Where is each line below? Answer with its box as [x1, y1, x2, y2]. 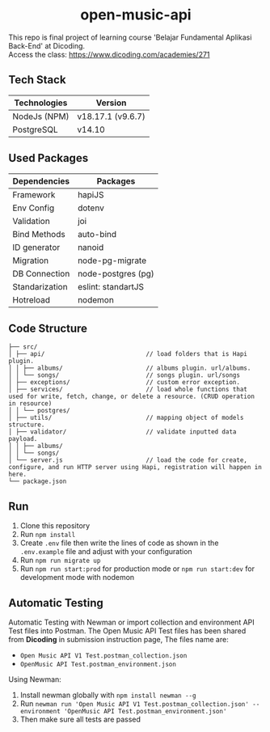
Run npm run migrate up [19, 556, 101, 565]
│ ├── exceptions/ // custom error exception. [8, 379, 241, 387]
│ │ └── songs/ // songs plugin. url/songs [8, 371, 241, 379]
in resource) [8, 400, 53, 408]
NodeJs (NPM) [12, 111, 70, 122]
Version [95, 97, 127, 108]
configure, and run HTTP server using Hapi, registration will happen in [8, 463, 263, 472]
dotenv [78, 202, 105, 214]
